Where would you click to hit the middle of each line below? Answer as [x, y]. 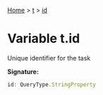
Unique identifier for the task [49, 58]
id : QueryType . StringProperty [52, 84]
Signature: [23, 71]
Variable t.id [44, 39]
